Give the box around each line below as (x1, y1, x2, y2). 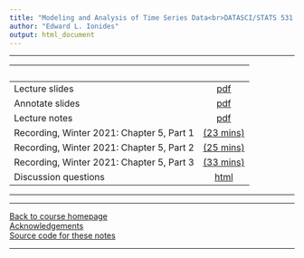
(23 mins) (203, 127, 245, 139)
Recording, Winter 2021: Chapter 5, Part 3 (14, 156, 195, 168)
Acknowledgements (9, 221, 84, 232)
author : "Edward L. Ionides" (9, 22, 119, 31)
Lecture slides (14, 82, 74, 95)
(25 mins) (203, 141, 245, 154)
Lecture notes (14, 112, 73, 125)
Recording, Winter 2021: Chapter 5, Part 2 (14, 141, 195, 154)
